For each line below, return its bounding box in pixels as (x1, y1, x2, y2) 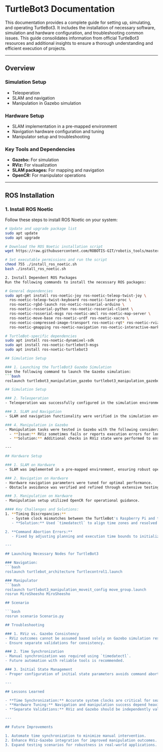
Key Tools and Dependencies (5, 146, 75, 152)
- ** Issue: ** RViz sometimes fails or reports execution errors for (9, 432, 151, 436)
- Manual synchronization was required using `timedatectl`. (5, 654, 131, 658)
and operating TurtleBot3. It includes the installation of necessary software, (5, 24, 156, 30)
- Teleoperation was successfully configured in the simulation (5, 400, 138, 405)
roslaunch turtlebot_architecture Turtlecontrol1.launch (5, 569, 123, 574)
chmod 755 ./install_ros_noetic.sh (5, 262, 77, 267)
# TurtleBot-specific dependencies (5, 334, 77, 338)
